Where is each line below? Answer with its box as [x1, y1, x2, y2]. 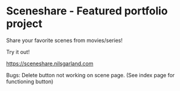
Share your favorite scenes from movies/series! [6, 37, 123, 44]
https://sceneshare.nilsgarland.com [6, 60, 94, 67]
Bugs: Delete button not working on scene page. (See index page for [6, 71, 175, 78]
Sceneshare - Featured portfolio [6, 4, 168, 18]
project [6, 17, 43, 31]
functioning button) [6, 78, 54, 85]
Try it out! [6, 48, 30, 55]
